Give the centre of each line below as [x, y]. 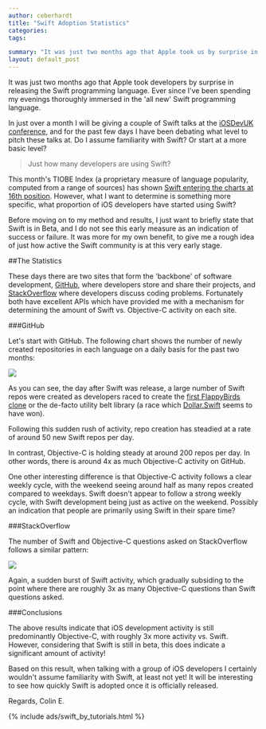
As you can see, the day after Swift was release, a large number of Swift [127, 388]
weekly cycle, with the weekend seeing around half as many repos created [131, 485]
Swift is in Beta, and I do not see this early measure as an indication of [123, 228]
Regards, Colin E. [37, 701]
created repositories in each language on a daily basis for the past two [124, 349]
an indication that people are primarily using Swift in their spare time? [122, 511]
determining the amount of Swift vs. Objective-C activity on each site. [123, 310]
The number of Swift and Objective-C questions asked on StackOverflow [128, 541]
